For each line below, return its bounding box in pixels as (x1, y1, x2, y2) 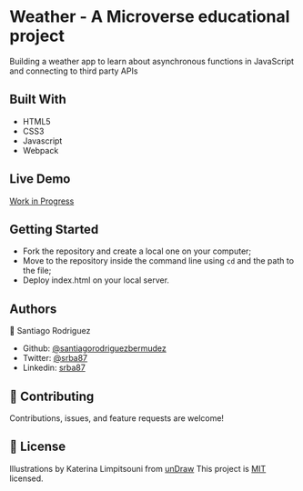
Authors (9, 301, 57, 316)
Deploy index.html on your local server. (22, 275, 170, 286)
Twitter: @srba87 (22, 353, 88, 364)
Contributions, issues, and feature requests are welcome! (9, 413, 225, 424)
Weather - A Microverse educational (9, 6, 290, 27)
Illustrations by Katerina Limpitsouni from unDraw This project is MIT (9, 463, 267, 474)
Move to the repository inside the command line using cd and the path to (22, 256, 294, 266)
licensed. (9, 473, 44, 484)
